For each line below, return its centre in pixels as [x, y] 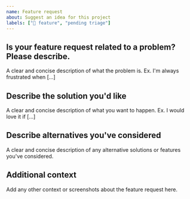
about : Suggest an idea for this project [59, 17]
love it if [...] [21, 117]
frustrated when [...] [31, 77]
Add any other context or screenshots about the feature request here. [92, 189]
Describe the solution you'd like [66, 96]
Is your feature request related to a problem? [91, 47]
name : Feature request [34, 12]
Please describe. [38, 56]
